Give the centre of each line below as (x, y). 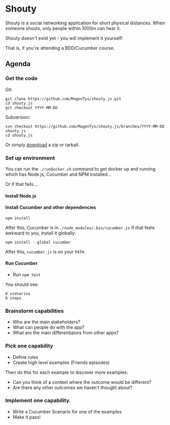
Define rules (25, 357)
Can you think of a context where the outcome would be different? (82, 382)
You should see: (22, 284)
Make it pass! (27, 417)
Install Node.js (21, 195)
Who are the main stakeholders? (46, 322)
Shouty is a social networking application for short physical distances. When (85, 23)
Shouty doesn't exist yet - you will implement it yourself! (64, 38)
